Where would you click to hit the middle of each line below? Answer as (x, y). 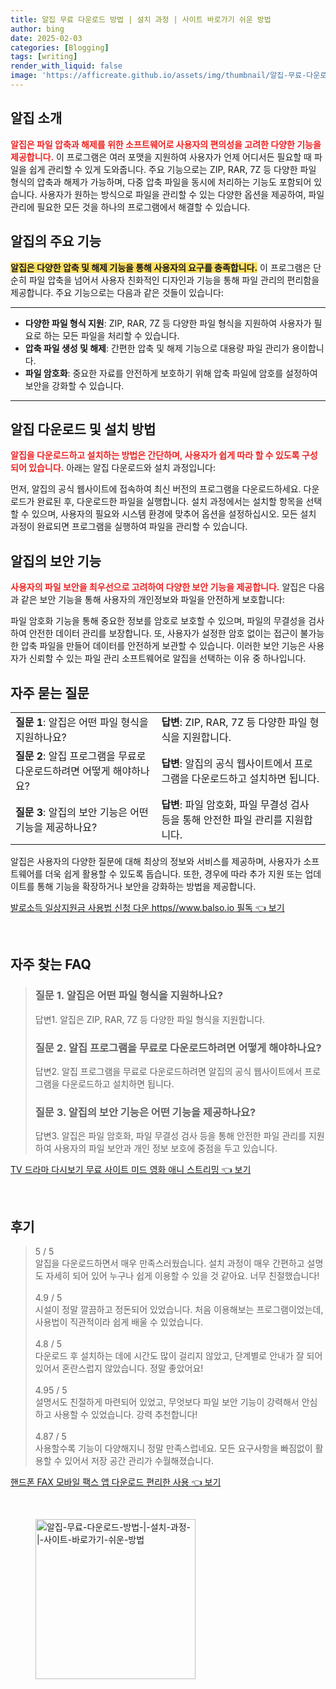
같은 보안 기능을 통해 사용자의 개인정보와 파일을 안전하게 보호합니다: (152, 600)
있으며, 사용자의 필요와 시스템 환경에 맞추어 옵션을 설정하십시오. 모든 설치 (174, 514)
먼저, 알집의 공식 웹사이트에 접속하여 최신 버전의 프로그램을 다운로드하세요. (156, 489)
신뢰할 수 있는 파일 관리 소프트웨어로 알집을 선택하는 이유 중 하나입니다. (167, 658)
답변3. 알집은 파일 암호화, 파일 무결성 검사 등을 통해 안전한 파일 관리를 (170, 1136)
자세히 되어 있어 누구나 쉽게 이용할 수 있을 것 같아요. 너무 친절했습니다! (182, 1276)
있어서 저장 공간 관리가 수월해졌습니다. (139, 1461)
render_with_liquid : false (66, 66)
